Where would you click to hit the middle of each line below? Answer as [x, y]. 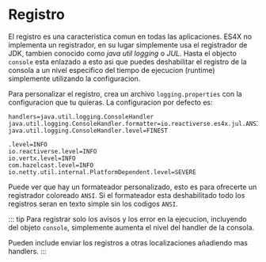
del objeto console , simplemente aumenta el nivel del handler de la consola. [131, 227]
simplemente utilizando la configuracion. [74, 78]
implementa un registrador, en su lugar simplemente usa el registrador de [128, 44]
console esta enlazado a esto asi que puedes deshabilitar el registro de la [127, 62]
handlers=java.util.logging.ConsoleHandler [81, 116]
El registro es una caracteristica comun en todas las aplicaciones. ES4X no [130, 36]
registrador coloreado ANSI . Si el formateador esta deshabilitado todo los [127, 195]
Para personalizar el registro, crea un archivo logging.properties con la [125, 93]
